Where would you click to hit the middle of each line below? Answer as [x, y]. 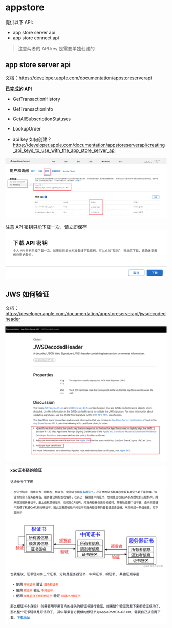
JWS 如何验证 [27, 295]
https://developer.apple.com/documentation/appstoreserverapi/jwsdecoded [86, 313]
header [13, 319]
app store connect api [36, 38]
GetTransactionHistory [36, 99]
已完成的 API [19, 89]
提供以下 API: [19, 22]
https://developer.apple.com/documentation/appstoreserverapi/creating [89, 145]
